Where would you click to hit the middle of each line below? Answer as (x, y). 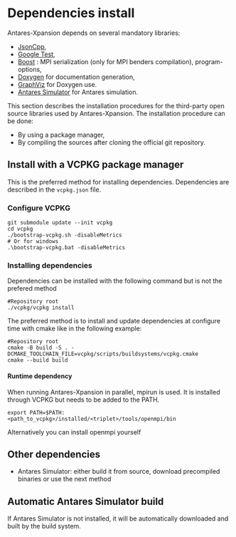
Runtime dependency (40, 376)
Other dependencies (54, 454)
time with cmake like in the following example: (75, 328)
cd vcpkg (20, 229)
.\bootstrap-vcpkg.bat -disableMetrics (66, 248)
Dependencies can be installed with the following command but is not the (115, 281)
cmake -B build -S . (38, 348)
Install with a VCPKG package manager (96, 165)
